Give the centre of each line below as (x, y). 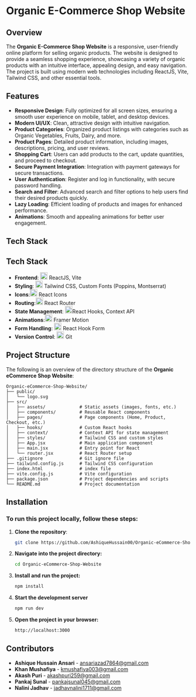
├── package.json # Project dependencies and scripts (87, 479)
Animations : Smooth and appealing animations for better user (90, 216)
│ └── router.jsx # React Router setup (69, 453)
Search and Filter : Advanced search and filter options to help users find (101, 192)
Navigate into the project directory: (58, 554)
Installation (27, 502)
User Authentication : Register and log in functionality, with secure (95, 179)
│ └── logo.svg (27, 397)
